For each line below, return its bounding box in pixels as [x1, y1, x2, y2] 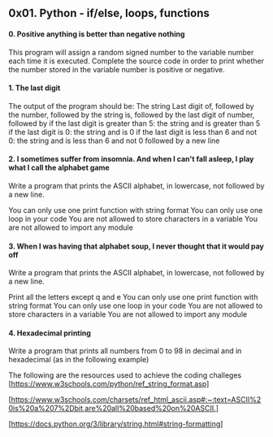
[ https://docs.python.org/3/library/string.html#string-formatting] [8, 419, 223, 429]
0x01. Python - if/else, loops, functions [8, 6, 210, 20]
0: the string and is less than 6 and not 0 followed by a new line [8, 136, 220, 145]
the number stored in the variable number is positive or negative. [8, 64, 225, 74]
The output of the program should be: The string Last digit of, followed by [8, 101, 254, 110]
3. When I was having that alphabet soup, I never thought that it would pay [8, 241, 264, 251]
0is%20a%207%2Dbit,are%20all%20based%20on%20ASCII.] [8, 404, 219, 413]
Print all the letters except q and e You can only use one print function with [8, 292, 258, 302]
